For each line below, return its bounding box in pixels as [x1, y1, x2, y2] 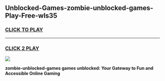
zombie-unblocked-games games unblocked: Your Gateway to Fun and [5, 65, 154, 71]
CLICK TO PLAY [5, 27, 43, 33]
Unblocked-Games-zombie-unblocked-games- [5, 4, 154, 12]
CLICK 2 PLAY [5, 45, 39, 52]
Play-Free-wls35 [5, 12, 57, 20]
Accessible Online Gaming [5, 70, 60, 76]
